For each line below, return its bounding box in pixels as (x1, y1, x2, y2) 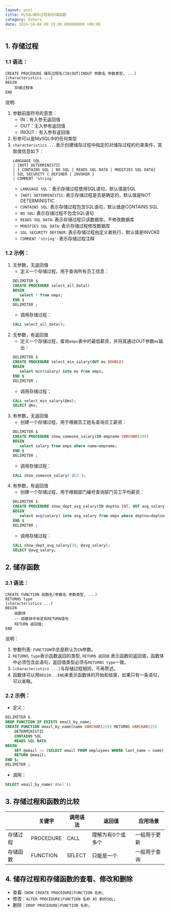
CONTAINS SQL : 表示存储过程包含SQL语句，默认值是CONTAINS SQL (20, 204, 158, 210)
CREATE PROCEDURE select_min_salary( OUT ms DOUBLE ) (12, 359, 124, 365)
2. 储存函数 (5, 562, 40, 572)
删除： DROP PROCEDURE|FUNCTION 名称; (12, 902, 91, 908)
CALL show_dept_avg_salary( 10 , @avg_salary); (12, 543, 110, 548)
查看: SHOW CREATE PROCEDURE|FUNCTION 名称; (12, 889, 105, 895)
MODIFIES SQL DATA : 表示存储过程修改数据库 (20, 223, 110, 229)
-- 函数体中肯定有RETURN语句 (14, 616, 69, 621)
